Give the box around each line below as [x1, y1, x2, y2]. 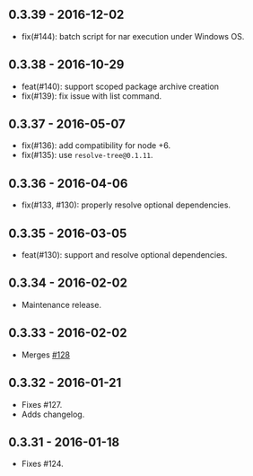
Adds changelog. [21, 409, 85, 419]
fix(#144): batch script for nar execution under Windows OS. [21, 31, 245, 41]
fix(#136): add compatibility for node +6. [21, 140, 171, 151]
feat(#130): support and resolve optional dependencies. [21, 250, 228, 260]
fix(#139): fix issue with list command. [21, 90, 162, 101]
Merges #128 [21, 349, 71, 360]
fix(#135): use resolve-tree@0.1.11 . [21, 150, 153, 161]
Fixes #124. [21, 458, 64, 470]
